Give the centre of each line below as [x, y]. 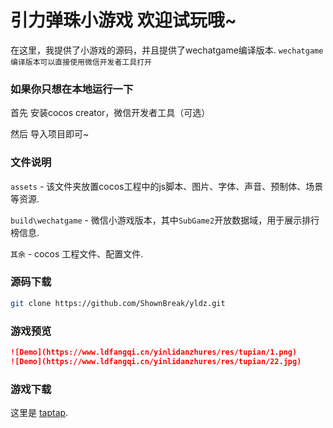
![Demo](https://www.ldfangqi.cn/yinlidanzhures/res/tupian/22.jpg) [156, 361]
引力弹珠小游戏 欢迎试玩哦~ [123, 20]
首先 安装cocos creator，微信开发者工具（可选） [110, 113]
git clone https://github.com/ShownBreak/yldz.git [118, 303]
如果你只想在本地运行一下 [72, 89]
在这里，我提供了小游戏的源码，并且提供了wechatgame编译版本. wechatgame [167, 50]
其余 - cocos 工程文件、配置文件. [77, 253]
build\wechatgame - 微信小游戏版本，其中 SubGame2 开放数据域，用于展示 [156, 220]
